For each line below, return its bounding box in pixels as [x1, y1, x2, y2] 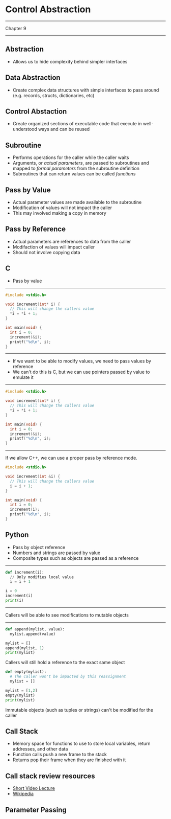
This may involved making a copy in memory [12, 210, 107, 216]
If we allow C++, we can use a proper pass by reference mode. [5, 455, 137, 461]
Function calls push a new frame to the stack [12, 752, 107, 758]
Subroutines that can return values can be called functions [12, 171, 136, 177]
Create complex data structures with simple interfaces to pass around [12, 87, 159, 93]
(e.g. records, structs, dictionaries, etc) [12, 92, 95, 98]
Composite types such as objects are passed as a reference [12, 555, 139, 561]
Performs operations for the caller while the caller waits [12, 154, 129, 161]
